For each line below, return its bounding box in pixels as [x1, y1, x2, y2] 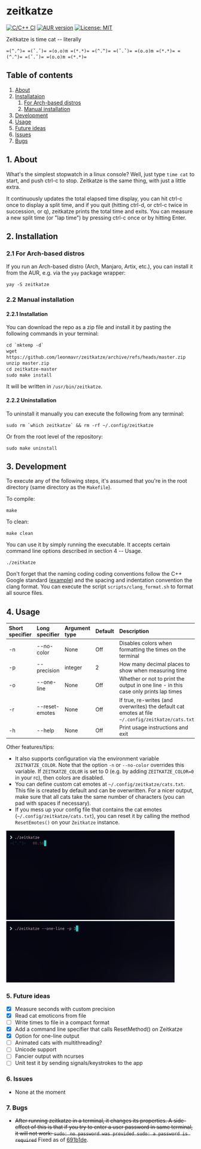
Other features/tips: [6, 744, 55, 751]
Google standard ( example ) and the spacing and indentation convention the [6, 577, 193, 584]
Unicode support [14, 1046, 57, 1053]
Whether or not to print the [119, 675, 185, 682]
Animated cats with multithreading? [14, 1039, 102, 1046]
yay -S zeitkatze [6, 282, 50, 288]
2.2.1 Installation [6, 310, 48, 317]
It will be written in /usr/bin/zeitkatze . [6, 383, 103, 390]
